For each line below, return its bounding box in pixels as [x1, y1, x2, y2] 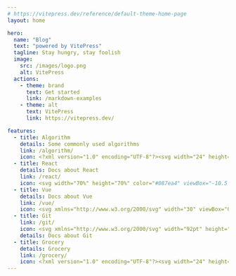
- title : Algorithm [13, 134, 71, 141]
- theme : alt [20, 101, 58, 109]
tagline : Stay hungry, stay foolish [13, 49, 121, 56]
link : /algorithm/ [20, 147, 74, 154]
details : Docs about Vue [20, 193, 93, 200]
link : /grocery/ [20, 251, 68, 259]
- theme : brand [20, 82, 65, 89]
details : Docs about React [20, 167, 99, 174]
